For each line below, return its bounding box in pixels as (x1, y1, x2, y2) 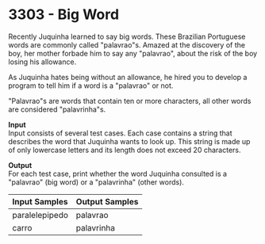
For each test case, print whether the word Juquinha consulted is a (8, 169, 228, 178)
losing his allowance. (8, 57, 77, 67)
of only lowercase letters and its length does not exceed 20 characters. (8, 145, 241, 154)
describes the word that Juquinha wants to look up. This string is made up (8, 136, 251, 146)
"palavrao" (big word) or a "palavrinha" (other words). (8, 177, 185, 187)
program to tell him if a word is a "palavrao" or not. (8, 81, 174, 90)
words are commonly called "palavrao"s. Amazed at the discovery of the (8, 40, 246, 49)
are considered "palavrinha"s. (8, 105, 106, 114)
